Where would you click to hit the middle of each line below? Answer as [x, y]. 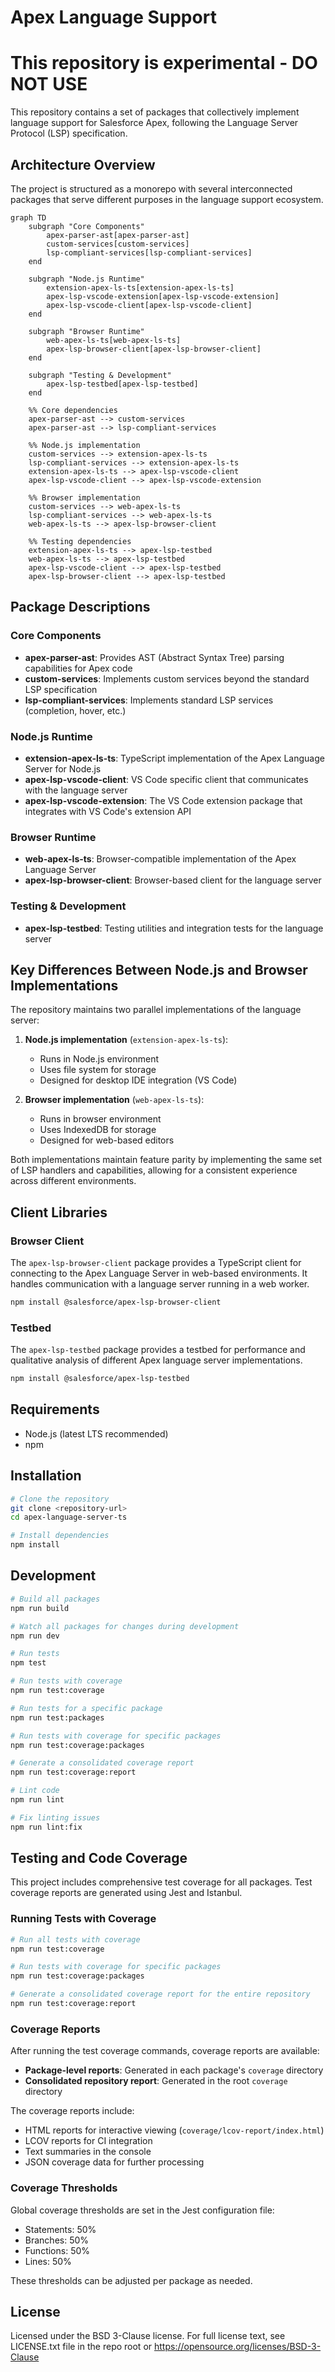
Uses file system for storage [98, 1070]
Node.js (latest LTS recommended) [96, 1433]
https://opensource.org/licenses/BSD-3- [237, 2347]
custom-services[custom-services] [118, 244]
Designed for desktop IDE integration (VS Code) [138, 1080]
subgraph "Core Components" [86, 226]
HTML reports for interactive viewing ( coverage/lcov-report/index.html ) [174, 2130]
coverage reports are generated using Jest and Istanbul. [126, 1893]
